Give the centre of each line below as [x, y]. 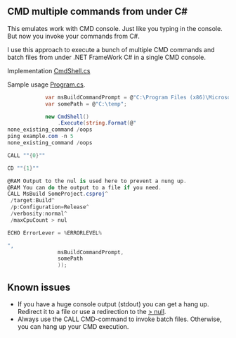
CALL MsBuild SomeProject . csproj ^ [58, 194]
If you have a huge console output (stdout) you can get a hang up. [113, 304]
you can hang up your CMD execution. [73, 326]
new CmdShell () [67, 117]
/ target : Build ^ [32, 201]
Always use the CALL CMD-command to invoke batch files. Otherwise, [120, 319]
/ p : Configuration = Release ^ [50, 207]
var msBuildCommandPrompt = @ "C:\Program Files [116, 97]
